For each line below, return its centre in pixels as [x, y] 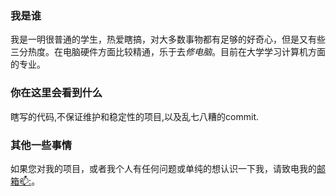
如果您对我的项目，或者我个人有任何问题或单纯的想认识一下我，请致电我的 [163, 168]
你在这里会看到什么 [56, 93]
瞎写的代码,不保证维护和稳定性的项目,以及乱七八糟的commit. [134, 116]
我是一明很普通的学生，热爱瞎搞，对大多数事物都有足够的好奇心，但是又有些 [168, 39]
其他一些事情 [41, 145]
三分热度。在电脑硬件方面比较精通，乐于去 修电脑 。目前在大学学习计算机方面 [168, 52]
